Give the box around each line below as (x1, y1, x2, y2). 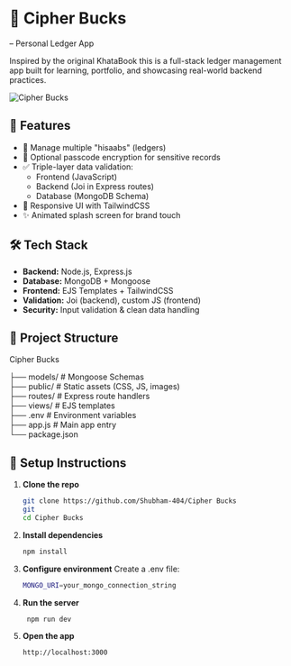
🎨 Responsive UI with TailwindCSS (22, 200, 150, 211)
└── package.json (9, 429, 79, 440)
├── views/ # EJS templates (9, 400, 115, 411)
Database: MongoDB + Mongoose (22, 275, 151, 287)
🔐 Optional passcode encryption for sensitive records (22, 151, 221, 162)
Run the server (22, 597, 79, 607)
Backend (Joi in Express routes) (35, 180, 155, 192)
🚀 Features (9, 118, 71, 133)
